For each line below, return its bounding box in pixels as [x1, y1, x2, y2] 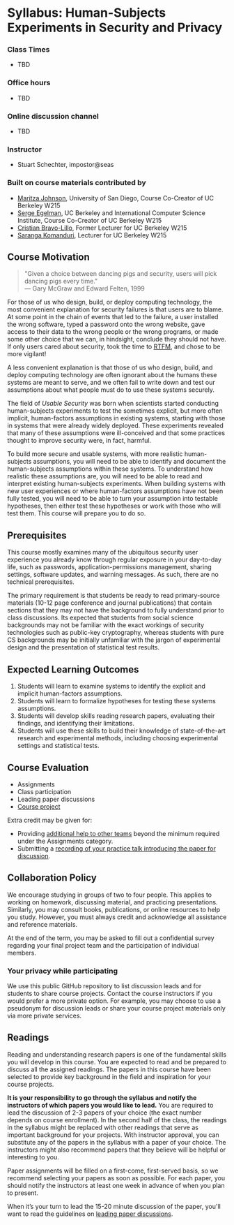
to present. [7, 1189, 38, 1197]
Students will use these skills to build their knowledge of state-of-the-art [17, 726, 226, 735]
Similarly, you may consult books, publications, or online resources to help [7, 905, 221, 914]
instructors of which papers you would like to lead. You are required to [7, 1101, 214, 1109]
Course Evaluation [7, 761, 89, 773]
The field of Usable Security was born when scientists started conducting [7, 399, 219, 408]
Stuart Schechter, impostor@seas [17, 161, 114, 169]
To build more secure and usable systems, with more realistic [7, 450, 183, 458]
